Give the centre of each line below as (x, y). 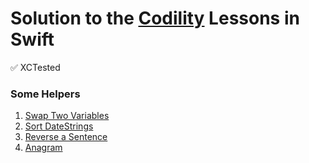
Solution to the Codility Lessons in (155, 18)
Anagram (43, 148)
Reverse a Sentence (66, 137)
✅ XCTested (35, 67)
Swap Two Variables (67, 116)
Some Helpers (45, 94)
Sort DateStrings (59, 126)
